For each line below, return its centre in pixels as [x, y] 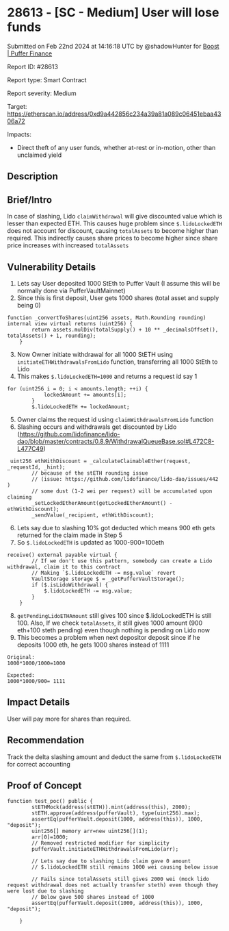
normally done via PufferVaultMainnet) [71, 290]
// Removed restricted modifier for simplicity [100, 843]
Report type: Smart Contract [47, 79]
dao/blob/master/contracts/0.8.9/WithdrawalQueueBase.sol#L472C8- [116, 441]
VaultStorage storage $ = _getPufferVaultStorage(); [108, 579]
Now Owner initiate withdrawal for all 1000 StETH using [95, 354]
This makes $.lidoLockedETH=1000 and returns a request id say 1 [107, 376]
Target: [17, 106]
